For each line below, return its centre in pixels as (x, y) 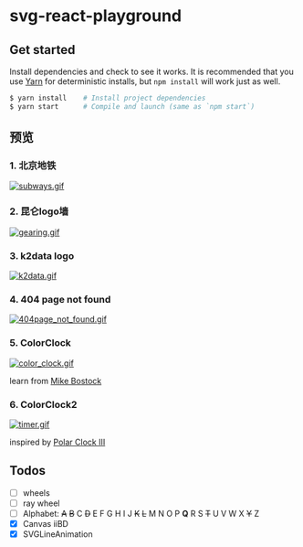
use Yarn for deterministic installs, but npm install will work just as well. (145, 81)
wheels (36, 493)
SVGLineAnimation (57, 534)
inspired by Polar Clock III (57, 442)
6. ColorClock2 (43, 404)
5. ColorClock (40, 343)
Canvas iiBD (45, 523)
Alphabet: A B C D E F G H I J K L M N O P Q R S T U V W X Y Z (141, 513)
